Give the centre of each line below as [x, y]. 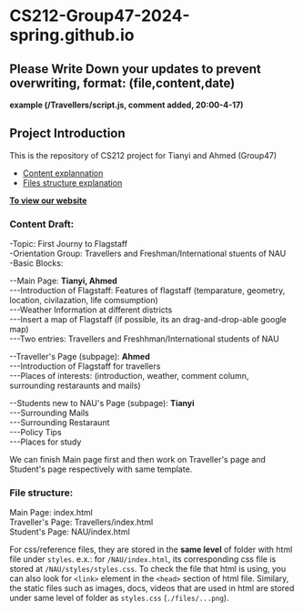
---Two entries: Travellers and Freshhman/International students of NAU [144, 339]
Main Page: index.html [51, 513]
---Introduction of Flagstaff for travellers [85, 366]
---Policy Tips [35, 433]
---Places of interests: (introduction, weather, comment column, [129, 376]
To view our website [48, 200]
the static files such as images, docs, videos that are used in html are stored [152, 588]
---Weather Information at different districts [91, 310]
